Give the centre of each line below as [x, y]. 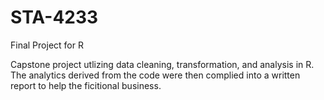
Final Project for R [47, 45]
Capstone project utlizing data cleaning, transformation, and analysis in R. [162, 64]
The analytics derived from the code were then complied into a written [155, 75]
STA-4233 [54, 17]
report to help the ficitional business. [86, 85]
